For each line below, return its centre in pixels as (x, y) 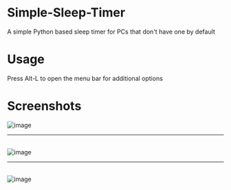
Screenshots (44, 106)
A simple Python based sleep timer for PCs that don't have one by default (111, 32)
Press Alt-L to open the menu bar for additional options (85, 78)
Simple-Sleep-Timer (66, 13)
